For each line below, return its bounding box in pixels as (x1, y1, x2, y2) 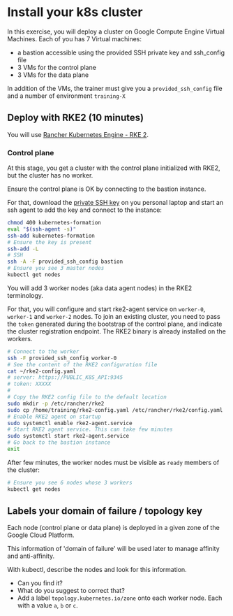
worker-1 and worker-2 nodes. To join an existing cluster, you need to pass (7, 312, 221, 320)
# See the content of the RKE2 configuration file (7, 361, 158, 368)
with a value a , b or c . (17, 601, 78, 610)
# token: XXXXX (7, 380, 52, 388)
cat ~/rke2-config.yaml (7, 368, 77, 375)
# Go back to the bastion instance (7, 439, 111, 446)
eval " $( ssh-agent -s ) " (7, 225, 77, 233)
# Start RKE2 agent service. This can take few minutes (7, 426, 173, 434)
